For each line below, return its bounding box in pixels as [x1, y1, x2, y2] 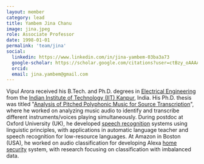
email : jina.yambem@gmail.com [12, 71, 88, 77]
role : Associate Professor [6, 32, 75, 38]
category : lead [6, 15, 45, 21]
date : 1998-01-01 [6, 37, 50, 43]
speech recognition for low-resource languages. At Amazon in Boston [6, 133, 181, 140]
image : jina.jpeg [6, 26, 50, 32]
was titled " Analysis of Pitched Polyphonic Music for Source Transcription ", [6, 101, 194, 108]
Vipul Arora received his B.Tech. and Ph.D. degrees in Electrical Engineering [6, 87, 196, 95]
